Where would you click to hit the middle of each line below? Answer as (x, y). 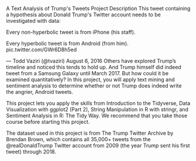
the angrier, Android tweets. (40, 92)
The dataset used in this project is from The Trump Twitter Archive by (90, 133)
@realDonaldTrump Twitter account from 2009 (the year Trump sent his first (98, 146)
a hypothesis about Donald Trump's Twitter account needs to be (83, 15)
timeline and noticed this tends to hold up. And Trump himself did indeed (94, 67)
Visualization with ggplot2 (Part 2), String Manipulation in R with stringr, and (97, 109)
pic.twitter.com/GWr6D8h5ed (42, 50)
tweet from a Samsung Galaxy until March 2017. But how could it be (87, 73)
